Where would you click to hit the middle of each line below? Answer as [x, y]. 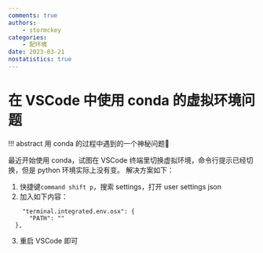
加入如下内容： [44, 196]
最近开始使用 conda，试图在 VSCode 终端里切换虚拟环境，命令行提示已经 [127, 160]
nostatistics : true [40, 60]
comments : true [33, 15]
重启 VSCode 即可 [49, 240]
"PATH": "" [47, 218]
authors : [22, 23]
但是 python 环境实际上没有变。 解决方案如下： [98, 170]
